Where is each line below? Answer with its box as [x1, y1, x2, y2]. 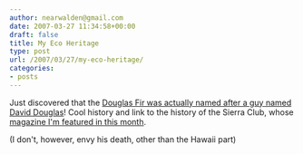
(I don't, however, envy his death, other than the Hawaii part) [9, 133, 237, 145]
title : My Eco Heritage [9, 38, 100, 48]
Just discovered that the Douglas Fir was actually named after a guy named [9, 97, 292, 108]
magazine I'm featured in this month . [9, 116, 147, 127]
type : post [9, 47, 51, 56]
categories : [9, 64, 54, 73]
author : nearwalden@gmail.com [9, 13, 124, 23]
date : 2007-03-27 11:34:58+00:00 [9, 22, 136, 31]
